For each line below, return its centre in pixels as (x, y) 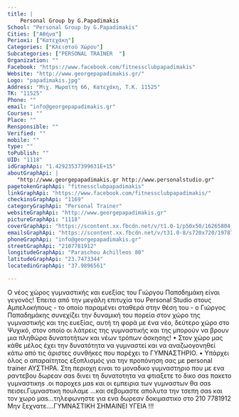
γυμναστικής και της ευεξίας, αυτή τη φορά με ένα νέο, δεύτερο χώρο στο (118, 322)
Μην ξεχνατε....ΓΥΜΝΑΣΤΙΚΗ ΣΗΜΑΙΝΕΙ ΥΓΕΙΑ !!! (81, 406)
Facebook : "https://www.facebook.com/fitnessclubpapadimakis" (101, 67)
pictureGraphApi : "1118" (44, 220)
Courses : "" (25, 113)
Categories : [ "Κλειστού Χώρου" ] (55, 47)
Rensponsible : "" (33, 127)
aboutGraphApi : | (33, 173)
